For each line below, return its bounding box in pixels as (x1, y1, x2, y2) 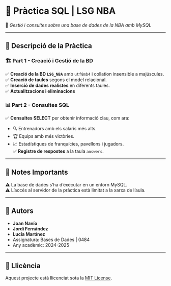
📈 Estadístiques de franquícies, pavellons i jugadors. (12, 140, 124, 147)
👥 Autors (5, 207, 34, 216)
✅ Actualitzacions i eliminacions (5, 88, 75, 94)
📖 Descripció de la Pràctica (5, 41, 93, 51)
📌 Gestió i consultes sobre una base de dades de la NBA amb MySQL (5, 22, 152, 28)
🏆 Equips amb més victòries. (12, 133, 75, 139)
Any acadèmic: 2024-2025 (12, 242, 70, 248)
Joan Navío (12, 220, 38, 226)
